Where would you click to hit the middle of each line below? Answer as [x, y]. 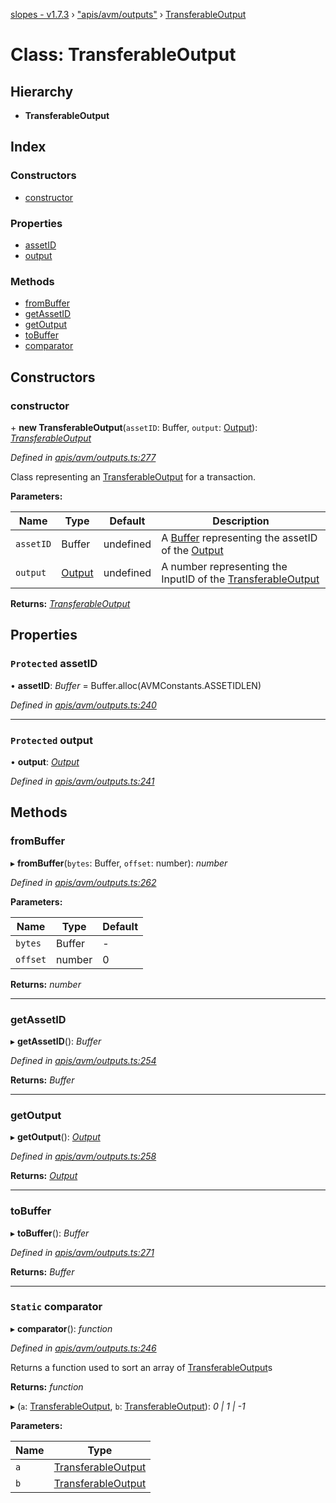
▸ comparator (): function [61, 1328]
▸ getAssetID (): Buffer [56, 1041]
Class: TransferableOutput [123, 55]
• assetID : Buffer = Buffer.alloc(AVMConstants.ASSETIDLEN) [136, 685]
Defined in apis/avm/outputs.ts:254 [83, 1060]
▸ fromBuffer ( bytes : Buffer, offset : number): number [119, 863]
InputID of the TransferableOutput [240, 579]
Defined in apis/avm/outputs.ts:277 [83, 457]
